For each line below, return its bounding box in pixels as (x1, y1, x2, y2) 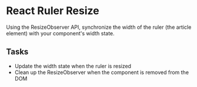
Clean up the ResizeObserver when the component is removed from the (14, 69, 189, 76)
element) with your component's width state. (6, 29, 115, 36)
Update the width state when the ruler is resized (14, 62, 131, 69)
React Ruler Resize (6, 4, 99, 18)
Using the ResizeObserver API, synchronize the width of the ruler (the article (6, 24, 192, 31)
